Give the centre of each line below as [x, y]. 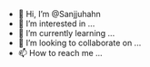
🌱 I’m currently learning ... [66, 33]
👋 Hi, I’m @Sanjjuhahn [60, 14]
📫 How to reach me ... [60, 53]
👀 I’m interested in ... [56, 24]
